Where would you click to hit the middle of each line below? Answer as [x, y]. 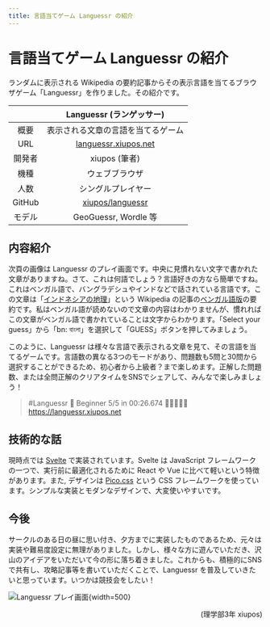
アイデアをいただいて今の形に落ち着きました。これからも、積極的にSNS [142, 560]
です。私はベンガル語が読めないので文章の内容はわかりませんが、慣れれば [138, 309]
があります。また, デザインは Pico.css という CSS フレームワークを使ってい [134, 481]
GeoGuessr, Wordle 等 [115, 217]
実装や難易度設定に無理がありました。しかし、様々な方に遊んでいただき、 [132, 549]
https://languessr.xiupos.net [75, 412]
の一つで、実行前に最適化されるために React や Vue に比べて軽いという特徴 [134, 470]
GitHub [26, 202]
